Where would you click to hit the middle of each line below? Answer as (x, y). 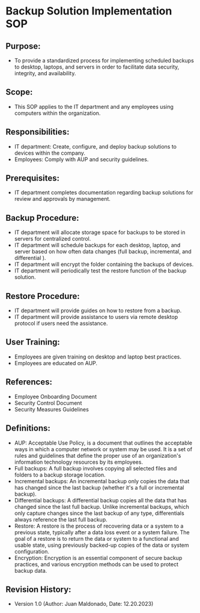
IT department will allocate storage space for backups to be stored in (100, 232)
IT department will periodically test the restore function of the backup (100, 271)
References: (29, 382)
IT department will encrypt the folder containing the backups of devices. (104, 264)
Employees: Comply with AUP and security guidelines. (81, 159)
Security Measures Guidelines (52, 409)
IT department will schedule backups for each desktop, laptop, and (97, 245)
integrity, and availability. (45, 73)
